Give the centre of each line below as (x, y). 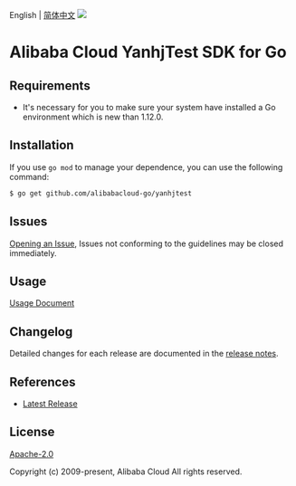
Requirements (50, 86)
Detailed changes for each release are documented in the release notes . (144, 354)
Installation (42, 145)
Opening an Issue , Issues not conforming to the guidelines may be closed (146, 243)
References (43, 381)
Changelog (41, 332)
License (32, 432)
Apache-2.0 (32, 453)
